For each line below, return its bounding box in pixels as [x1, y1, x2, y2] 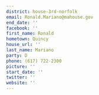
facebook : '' [6, 25, 38, 31]
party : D [6, 53, 28, 58]
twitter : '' [6, 74, 35, 80]
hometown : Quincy [6, 36, 49, 42]
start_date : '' [6, 69, 44, 75]
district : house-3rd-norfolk [6, 8, 78, 15]
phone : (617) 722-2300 [6, 58, 62, 64]
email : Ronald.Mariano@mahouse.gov [6, 14, 94, 20]
